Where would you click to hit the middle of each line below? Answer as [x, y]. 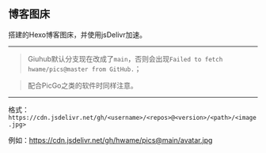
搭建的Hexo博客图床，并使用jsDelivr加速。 [77, 35]
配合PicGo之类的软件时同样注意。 [82, 85]
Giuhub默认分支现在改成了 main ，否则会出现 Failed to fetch [125, 58]
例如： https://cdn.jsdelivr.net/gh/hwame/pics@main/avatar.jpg [110, 140]
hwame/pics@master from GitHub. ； [84, 69]
